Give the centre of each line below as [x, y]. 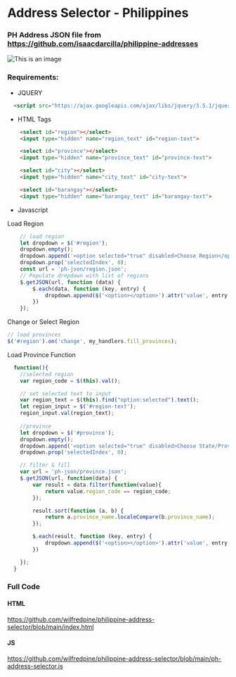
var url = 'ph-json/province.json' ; [74, 472]
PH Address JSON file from [54, 35]
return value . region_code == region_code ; [108, 491]
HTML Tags [34, 119]
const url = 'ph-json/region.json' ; [74, 269]
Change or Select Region [43, 322]
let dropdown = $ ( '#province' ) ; [67, 433]
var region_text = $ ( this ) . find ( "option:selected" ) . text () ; [110, 400]
